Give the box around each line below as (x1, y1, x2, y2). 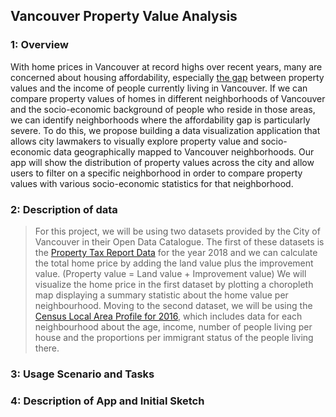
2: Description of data (10, 202, 118, 216)
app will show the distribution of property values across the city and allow (10, 156, 315, 168)
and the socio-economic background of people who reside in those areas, (10, 103, 316, 115)
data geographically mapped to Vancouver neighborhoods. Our (53, 145, 315, 158)
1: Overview (10, 38, 69, 52)
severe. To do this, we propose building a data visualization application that (10, 124, 321, 136)
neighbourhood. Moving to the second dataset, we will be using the (34, 299, 313, 311)
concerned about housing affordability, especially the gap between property (10, 71, 325, 83)
